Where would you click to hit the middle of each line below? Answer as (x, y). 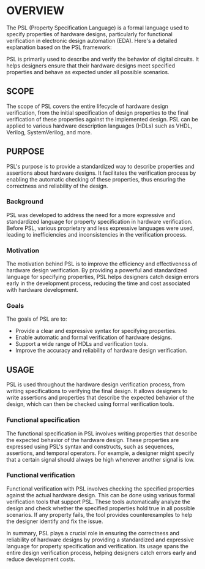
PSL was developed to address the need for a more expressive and (91, 215)
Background (25, 202)
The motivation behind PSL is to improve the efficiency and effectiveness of (102, 264)
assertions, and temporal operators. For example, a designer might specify (100, 453)
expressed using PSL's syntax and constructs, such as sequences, (90, 446)
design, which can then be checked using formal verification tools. (90, 404)
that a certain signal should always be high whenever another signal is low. (100, 459)
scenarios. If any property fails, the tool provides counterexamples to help (99, 514)
